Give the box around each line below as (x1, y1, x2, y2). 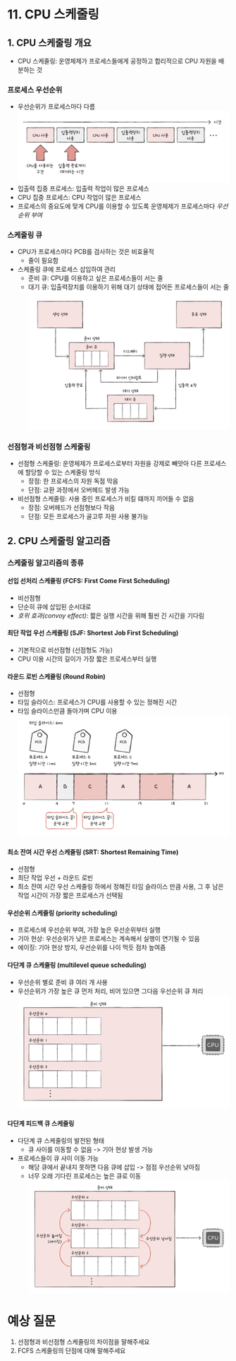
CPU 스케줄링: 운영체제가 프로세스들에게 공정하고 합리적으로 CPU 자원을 (17, 57, 217, 65)
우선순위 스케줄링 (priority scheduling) (7, 909, 118, 917)
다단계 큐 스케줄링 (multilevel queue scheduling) (7, 961, 147, 969)
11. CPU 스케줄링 (7, 6, 100, 23)
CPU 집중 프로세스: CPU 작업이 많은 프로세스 (17, 193, 142, 202)
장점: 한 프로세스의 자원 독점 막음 (27, 477, 118, 486)
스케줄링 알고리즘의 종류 (7, 558, 85, 568)
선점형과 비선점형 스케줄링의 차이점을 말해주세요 (17, 1338, 150, 1346)
